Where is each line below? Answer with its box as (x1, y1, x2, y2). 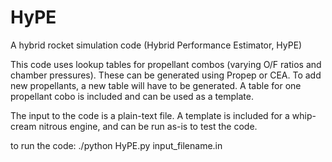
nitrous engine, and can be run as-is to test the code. (38, 120, 258, 132)
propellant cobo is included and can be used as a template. (10, 90, 254, 102)
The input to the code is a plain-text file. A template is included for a (10, 109, 290, 121)
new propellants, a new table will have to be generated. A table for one (10, 79, 302, 91)
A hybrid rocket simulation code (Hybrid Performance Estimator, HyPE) (10, 39, 303, 51)
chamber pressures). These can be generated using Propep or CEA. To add (10, 69, 322, 81)
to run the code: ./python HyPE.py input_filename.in (10, 139, 223, 151)
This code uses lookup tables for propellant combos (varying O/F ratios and (10, 58, 322, 70)
